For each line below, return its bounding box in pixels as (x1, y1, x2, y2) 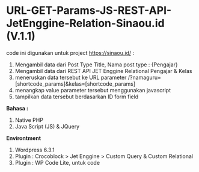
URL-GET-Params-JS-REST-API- (6, 4, 172, 18)
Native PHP (14, 116, 44, 124)
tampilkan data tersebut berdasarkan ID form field (14, 93, 139, 100)
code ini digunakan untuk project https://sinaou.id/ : (6, 49, 135, 56)
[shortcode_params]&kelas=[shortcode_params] (14, 80, 136, 88)
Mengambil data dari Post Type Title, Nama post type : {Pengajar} (14, 61, 179, 68)
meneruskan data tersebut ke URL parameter (14, 74, 127, 81)
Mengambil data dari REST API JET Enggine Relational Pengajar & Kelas (14, 67, 192, 74)
